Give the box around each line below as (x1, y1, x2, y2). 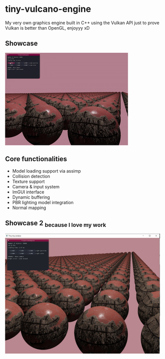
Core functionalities (5, 155, 67, 163)
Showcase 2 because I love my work (5, 218, 107, 229)
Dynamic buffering (12, 194, 50, 200)
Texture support (12, 179, 45, 184)
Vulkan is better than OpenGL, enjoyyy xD (5, 25, 90, 31)
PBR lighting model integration (12, 199, 74, 205)
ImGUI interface (12, 189, 45, 195)
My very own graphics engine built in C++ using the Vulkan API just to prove (5, 20, 160, 26)
